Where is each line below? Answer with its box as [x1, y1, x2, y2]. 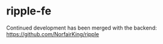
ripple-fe [6, 4, 51, 18]
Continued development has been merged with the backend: [6, 24, 157, 31]
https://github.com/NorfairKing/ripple [6, 30, 100, 37]
